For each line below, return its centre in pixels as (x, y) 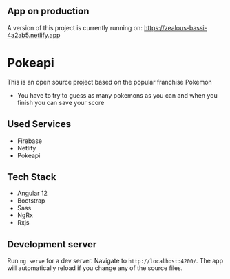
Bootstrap (31, 201)
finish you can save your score (61, 102)
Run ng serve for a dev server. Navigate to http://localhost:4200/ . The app (115, 261)
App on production (48, 11)
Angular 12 (32, 193)
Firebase (30, 141)
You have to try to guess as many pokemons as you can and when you (117, 95)
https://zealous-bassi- (176, 27)
